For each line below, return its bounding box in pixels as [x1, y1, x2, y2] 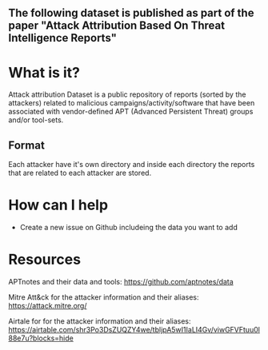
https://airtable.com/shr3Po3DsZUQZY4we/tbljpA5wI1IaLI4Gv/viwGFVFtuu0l [8, 325, 260, 335]
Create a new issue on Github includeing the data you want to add [19, 223, 238, 233]
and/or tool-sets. [8, 115, 64, 125]
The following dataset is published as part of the [8, 6, 254, 20]
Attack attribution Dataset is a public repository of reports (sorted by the [8, 89, 246, 99]
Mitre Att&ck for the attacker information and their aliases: [8, 292, 199, 302]
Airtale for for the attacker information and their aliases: [8, 316, 191, 326]
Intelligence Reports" [8, 31, 118, 45]
